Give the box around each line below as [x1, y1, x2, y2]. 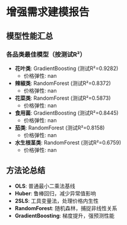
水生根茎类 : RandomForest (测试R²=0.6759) [14, 139, 122, 146]
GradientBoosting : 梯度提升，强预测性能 [14, 212, 115, 219]
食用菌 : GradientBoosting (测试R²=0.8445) [14, 109, 119, 116]
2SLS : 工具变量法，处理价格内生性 [14, 197, 99, 204]
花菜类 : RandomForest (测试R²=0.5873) [14, 94, 111, 102]
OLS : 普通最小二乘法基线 [14, 182, 75, 189]
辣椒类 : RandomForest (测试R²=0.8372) [14, 80, 111, 87]
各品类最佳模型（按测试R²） [6, 50, 86, 58]
